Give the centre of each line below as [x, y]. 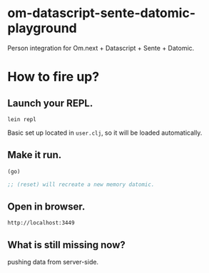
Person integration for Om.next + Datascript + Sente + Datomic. [101, 48]
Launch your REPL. [50, 103]
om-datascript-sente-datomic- [102, 13]
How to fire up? [53, 77]
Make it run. [35, 155]
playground [42, 28]
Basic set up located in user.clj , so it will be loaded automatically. [105, 133]
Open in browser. [46, 206]
